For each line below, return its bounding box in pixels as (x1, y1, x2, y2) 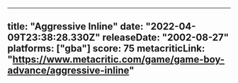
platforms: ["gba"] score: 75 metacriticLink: (7, 43, 205, 55)
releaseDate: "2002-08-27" (102, 32, 229, 44)
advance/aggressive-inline (7, 65, 130, 77)
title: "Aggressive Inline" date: (7, 20, 144, 32)
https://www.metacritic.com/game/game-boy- (12, 53, 225, 65)
